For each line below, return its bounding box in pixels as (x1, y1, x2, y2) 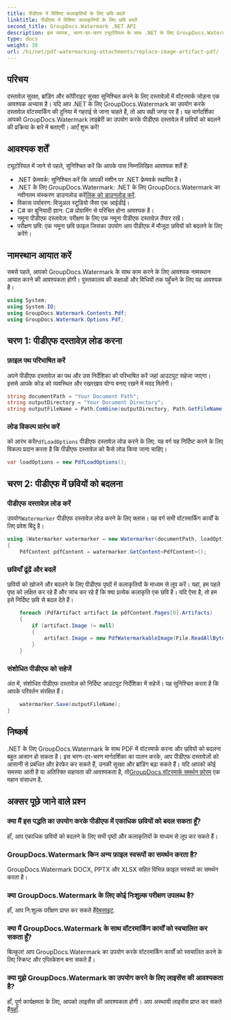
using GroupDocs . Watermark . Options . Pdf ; (7, 316, 125, 323)
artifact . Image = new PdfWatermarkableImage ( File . (43, 635, 192, 642)
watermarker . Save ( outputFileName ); (19, 701, 121, 708)
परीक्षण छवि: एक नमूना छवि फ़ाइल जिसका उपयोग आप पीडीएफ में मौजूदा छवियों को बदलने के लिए (16, 221, 223, 230)
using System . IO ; (7, 304, 57, 310)
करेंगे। (16, 229, 32, 238)
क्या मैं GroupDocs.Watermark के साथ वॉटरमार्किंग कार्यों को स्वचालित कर (7, 924, 208, 933)
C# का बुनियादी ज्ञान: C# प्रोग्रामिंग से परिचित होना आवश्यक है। (16, 206, 154, 214)
